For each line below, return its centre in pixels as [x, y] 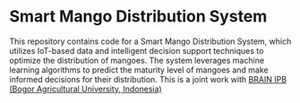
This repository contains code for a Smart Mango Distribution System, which [150, 41]
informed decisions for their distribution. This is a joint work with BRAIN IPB [148, 79]
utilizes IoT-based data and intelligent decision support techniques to [137, 50]
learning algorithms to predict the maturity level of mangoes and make [139, 70]
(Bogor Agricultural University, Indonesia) [86, 89]
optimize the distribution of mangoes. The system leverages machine [137, 60]
